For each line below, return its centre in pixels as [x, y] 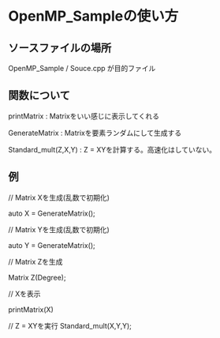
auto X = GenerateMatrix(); [52, 213]
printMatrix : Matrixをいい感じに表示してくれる [84, 116]
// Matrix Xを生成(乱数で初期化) [59, 197]
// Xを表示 [24, 294]
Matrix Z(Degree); [37, 277]
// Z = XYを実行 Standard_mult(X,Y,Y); [70, 325]
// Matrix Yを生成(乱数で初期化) [59, 229]
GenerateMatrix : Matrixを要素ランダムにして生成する [95, 133]
